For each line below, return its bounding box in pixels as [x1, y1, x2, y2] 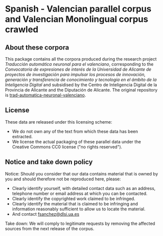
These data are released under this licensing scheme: [5, 119, 113, 125]
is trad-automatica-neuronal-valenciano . [5, 92, 86, 98]
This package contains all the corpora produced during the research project [5, 56, 157, 62]
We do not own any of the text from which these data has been [12, 128, 138, 134]
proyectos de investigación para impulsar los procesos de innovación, [5, 72, 146, 77]
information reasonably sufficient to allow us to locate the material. [12, 206, 146, 212]
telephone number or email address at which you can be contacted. [12, 190, 148, 196]
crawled [5, 24, 39, 35]
